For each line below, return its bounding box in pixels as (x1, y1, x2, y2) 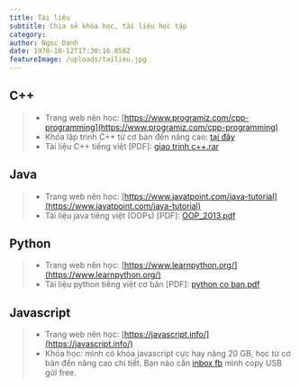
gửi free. (44, 367, 77, 378)
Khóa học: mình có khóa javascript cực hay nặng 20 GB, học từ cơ (44, 348, 291, 359)
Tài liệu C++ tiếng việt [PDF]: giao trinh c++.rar (44, 140, 220, 151)
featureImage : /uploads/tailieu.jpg (9, 55, 147, 64)
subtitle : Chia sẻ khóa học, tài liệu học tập (9, 22, 187, 31)
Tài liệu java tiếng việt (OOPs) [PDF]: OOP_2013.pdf (44, 210, 236, 220)
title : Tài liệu (9, 13, 70, 22)
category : (9, 30, 47, 39)
